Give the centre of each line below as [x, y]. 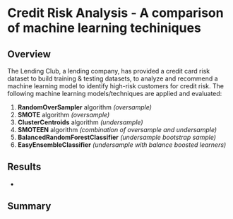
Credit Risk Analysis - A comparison [115, 13]
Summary [29, 206]
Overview [29, 54]
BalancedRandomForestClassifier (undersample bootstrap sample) [117, 137]
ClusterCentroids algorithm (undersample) [80, 122]
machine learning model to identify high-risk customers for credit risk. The [116, 86]
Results [24, 167]
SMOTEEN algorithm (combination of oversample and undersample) [117, 130]
